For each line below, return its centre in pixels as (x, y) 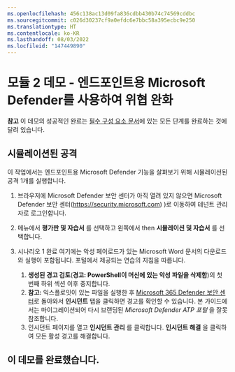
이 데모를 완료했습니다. (54, 360)
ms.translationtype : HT (42, 27)
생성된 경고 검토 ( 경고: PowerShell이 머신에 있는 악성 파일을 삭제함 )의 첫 (125, 275)
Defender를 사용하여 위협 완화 (90, 100)
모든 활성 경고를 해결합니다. (73, 336)
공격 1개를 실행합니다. (37, 180)
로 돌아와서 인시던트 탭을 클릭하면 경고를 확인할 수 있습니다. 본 (119, 301)
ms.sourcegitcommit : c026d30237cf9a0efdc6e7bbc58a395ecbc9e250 (101, 20)
